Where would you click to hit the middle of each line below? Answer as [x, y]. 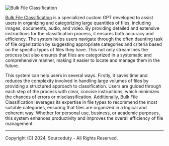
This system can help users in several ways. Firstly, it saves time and [76, 75]
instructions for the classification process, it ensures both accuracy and [79, 33]
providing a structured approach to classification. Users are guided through [83, 86]
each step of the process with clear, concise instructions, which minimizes [82, 91]
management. [20, 124]
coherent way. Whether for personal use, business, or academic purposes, [82, 113]
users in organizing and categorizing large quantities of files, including [78, 23]
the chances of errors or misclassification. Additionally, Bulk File [72, 97]
